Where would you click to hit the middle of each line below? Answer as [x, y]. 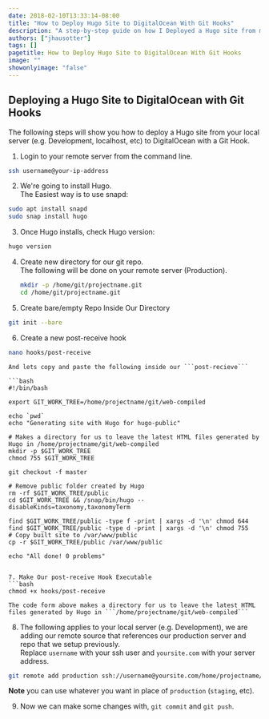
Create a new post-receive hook [73, 338]
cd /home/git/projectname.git [70, 292]
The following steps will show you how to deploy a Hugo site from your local [134, 132]
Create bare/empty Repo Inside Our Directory [95, 307]
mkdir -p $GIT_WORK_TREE [50, 451]
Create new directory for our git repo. [82, 262]
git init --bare [35, 322]
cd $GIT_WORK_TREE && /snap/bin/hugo [71, 500]
